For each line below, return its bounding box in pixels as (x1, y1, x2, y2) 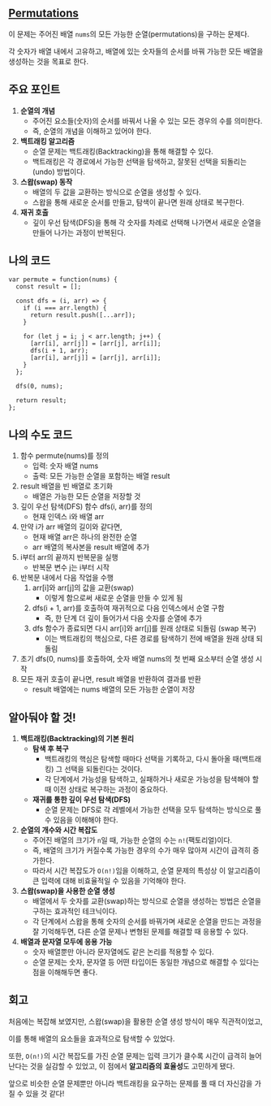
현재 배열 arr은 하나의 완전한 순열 (32, 532, 138, 542)
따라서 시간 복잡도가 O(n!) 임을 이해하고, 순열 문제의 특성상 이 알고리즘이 (32, 865, 261, 876)
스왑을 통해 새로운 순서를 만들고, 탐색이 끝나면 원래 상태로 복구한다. (32, 197, 245, 206)
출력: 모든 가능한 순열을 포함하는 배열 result (32, 471, 170, 481)
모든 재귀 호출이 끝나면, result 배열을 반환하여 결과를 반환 (19, 674, 201, 684)
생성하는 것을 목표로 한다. (8, 56, 89, 66)
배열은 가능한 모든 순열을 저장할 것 (32, 492, 141, 501)
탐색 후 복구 (32, 744, 69, 754)
